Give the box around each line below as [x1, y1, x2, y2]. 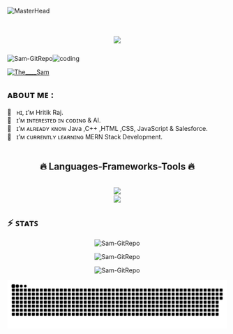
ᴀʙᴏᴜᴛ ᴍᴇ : [7, 89, 54, 101]
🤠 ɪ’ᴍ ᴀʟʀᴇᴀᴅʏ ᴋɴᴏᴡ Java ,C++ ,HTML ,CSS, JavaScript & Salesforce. [7, 124, 208, 132]
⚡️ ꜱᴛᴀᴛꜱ [7, 217, 38, 229]
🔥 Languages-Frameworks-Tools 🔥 [39, 161, 195, 173]
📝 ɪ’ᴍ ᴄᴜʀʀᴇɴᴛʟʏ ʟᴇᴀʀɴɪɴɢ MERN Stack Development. [7, 132, 163, 141]
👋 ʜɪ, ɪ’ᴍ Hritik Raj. [7, 108, 64, 116]
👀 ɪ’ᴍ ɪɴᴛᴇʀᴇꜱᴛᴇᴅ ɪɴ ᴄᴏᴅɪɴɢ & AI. [7, 116, 101, 124]
